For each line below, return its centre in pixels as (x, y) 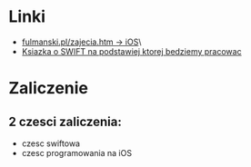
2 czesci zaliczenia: (65, 121)
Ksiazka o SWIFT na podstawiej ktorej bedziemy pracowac (131, 51)
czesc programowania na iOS (77, 152)
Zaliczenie (48, 88)
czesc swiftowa (51, 143)
